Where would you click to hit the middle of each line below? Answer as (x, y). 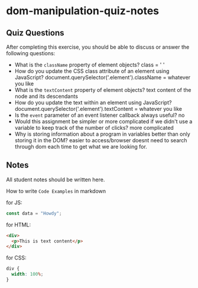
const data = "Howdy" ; (34, 213)
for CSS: (16, 258)
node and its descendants (46, 96)
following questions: (31, 53)
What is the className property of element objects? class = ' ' (90, 65)
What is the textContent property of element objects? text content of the (103, 90)
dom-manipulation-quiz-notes (83, 11)
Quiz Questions (35, 33)
